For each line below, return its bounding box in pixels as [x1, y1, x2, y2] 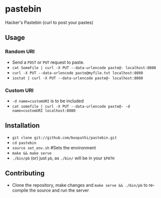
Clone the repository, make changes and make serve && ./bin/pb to [12, 182, 148, 188]
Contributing [5, 169, 45, 178]
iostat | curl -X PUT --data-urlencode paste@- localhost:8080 [12, 75, 143, 81]
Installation [5, 122, 40, 130]
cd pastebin [12, 140, 36, 145]
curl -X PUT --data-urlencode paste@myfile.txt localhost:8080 [12, 71, 143, 75]
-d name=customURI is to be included [12, 98, 84, 104]
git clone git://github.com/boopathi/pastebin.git [12, 135, 117, 140]
